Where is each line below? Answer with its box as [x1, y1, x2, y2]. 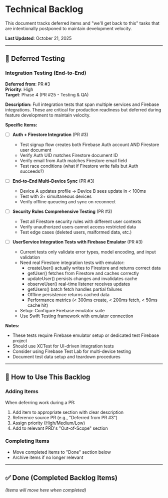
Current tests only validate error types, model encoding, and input [19, 248, 156, 255]
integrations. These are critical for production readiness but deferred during [5, 106, 161, 112]
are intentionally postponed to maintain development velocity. [5, 25, 132, 31]
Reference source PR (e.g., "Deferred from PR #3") [12, 414, 117, 420]
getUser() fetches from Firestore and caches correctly [27, 270, 139, 276]
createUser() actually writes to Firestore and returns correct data [27, 265, 161, 271]
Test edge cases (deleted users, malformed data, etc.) [19, 229, 132, 235]
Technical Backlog [5, 4, 83, 15]
